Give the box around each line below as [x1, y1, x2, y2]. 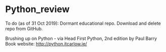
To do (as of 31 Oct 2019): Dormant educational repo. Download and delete [5, 20, 161, 26]
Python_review [5, 4, 70, 15]
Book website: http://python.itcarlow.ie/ [5, 40, 87, 46]
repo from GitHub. [5, 25, 43, 31]
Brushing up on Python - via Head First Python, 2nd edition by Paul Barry [5, 35, 157, 41]
